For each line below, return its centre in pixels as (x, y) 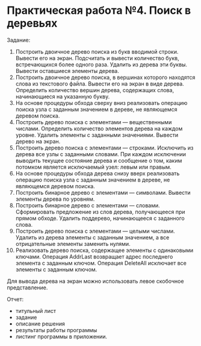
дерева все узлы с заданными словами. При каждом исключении (100, 154)
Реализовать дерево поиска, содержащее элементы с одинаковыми (104, 250)
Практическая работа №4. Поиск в (99, 11)
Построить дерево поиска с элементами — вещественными (94, 122)
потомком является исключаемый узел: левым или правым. (94, 167)
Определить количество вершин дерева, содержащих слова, (94, 90)
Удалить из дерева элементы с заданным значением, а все (92, 237)
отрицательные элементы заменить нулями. (73, 244)
